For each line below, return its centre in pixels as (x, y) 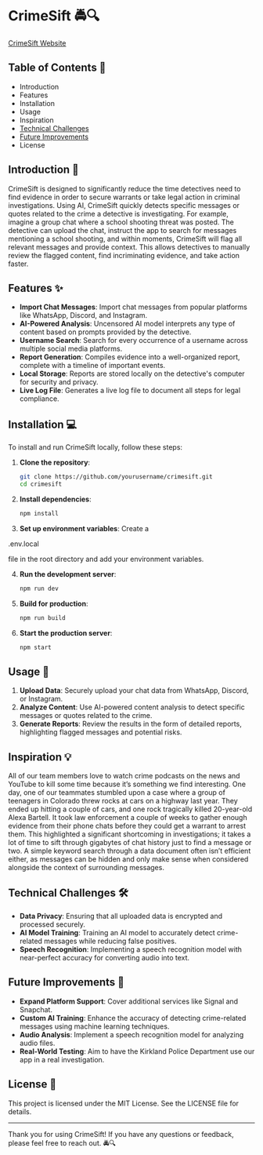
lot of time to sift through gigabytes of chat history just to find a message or (130, 843)
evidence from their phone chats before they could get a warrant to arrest (127, 826)
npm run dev (39, 588)
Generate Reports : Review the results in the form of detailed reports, (131, 724)
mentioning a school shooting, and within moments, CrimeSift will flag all (125, 239)
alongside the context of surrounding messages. (86, 868)
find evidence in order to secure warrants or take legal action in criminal (124, 197)
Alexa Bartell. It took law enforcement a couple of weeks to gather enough (128, 818)
